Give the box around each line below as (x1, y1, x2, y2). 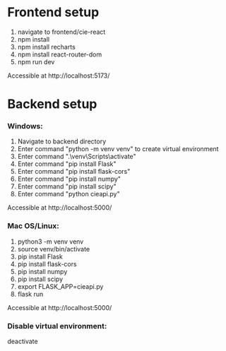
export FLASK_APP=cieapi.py (17, 282, 104, 290)
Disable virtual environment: (7, 321, 107, 331)
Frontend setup (7, 4, 100, 20)
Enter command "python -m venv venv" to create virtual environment (17, 145, 219, 153)
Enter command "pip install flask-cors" (17, 167, 131, 176)
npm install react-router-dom (17, 50, 102, 59)
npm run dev (17, 57, 55, 66)
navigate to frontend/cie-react (17, 28, 106, 36)
